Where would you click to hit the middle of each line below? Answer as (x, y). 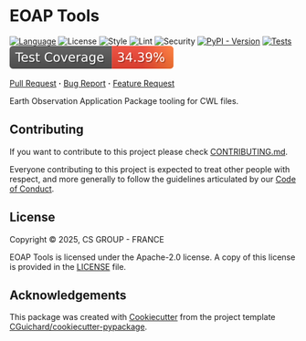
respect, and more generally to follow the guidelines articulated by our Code (153, 179)
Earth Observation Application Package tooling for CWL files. (124, 100)
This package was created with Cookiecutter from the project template (142, 317)
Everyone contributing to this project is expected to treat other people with (150, 169)
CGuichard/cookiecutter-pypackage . (79, 327)
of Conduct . (32, 189)
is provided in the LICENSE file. (68, 266)
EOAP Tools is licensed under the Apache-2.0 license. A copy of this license (153, 257)
